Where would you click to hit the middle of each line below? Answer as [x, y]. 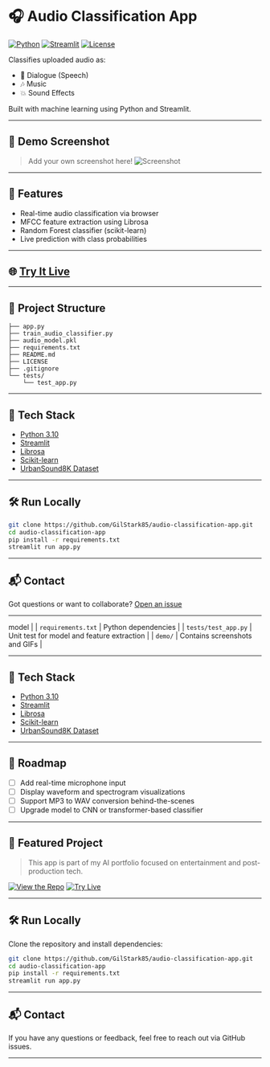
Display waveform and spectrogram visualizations [102, 791]
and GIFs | [25, 644]
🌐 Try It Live [39, 271]
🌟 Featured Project [55, 843]
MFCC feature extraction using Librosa [84, 222]
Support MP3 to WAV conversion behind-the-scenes [107, 800]
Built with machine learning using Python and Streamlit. [100, 108]
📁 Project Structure [57, 308]
